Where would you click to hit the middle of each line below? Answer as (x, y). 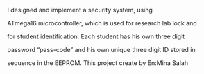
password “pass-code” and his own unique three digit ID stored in (101, 50)
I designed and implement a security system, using (80, 10)
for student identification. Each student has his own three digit (96, 36)
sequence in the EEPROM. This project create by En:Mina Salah (98, 63)
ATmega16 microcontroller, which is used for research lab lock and (102, 23)
